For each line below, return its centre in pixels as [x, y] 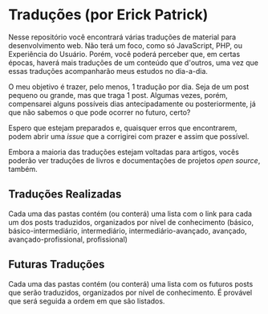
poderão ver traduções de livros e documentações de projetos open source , [134, 160]
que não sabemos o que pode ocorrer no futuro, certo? [99, 112]
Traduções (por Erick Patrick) [108, 15]
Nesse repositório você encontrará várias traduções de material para [122, 37]
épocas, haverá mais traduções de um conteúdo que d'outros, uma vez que [134, 63]
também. [23, 169]
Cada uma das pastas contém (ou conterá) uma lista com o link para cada [130, 214]
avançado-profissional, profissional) [68, 239]
